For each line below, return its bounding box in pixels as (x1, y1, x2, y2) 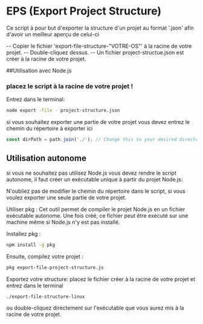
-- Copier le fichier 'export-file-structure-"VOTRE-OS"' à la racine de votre (6, 42, 192, 50)
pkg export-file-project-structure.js (6, 264, 104, 270)
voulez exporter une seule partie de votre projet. (6, 193, 127, 201)
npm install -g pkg (6, 242, 56, 248)
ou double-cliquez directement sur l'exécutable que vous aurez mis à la (6, 304, 184, 312)
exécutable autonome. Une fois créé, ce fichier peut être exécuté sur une (6, 212, 188, 219)
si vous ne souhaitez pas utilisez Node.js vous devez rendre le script (6, 169, 177, 177)
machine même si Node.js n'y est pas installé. (6, 218, 120, 225)
